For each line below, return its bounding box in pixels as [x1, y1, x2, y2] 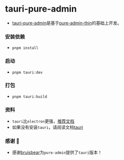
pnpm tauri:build [12, 94, 47, 99]
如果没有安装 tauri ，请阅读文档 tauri [12, 125, 83, 130]
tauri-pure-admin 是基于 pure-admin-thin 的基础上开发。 [12, 20, 122, 26]
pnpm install [12, 46, 39, 50]
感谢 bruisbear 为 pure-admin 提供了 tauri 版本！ [12, 149, 103, 156]
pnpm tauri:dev [12, 70, 43, 75]
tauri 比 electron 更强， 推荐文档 [12, 118, 75, 124]
